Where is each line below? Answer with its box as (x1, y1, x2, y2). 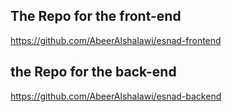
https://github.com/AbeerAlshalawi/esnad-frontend (10, 34, 222, 46)
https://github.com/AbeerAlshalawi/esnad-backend (10, 90, 222, 102)
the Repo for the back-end (10, 64, 177, 81)
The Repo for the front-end (10, 8, 182, 25)
